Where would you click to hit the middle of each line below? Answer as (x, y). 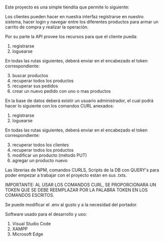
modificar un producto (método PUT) (49, 155)
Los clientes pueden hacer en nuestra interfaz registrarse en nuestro (74, 16)
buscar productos (30, 75)
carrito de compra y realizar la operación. (47, 27)
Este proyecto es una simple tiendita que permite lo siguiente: (67, 7)
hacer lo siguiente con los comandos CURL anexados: (59, 106)
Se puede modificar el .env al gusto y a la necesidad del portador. (71, 205)
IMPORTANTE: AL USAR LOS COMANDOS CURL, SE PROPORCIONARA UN (81, 185)
